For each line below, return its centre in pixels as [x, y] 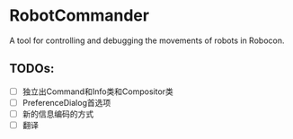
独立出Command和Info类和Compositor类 [98, 91]
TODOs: [32, 69]
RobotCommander [80, 16]
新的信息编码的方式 [58, 114]
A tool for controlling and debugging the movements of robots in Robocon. [147, 40]
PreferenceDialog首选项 [67, 102]
